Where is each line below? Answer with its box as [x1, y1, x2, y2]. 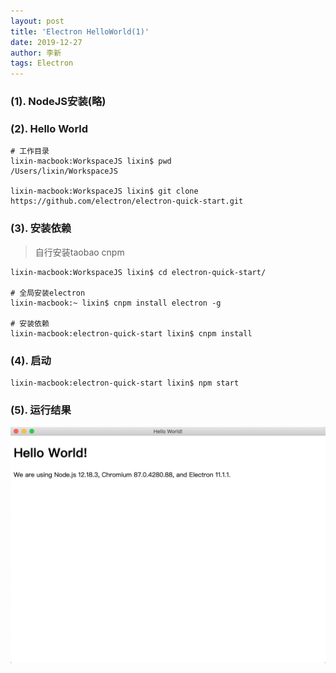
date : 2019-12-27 [10, 37, 83, 47]
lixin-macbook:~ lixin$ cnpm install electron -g [10, 298, 222, 308]
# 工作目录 [10, 146, 50, 157]
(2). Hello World [10, 121, 89, 135]
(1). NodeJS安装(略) [10, 95, 107, 109]
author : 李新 [10, 48, 62, 58]
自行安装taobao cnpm [34, 246, 125, 258]
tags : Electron [10, 58, 74, 69]
